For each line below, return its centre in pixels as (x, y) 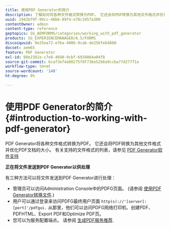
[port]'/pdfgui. (30, 208)
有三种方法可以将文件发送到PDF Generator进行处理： (61, 177)
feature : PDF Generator (30, 52)
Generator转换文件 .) (33, 195)
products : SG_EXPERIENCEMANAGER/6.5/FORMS (51, 39)
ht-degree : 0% (20, 76)
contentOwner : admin (27, 24)
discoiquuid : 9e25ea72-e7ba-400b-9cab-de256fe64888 (61, 43)
